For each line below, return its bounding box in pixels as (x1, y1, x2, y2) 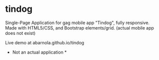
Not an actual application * (12, 49, 67, 55)
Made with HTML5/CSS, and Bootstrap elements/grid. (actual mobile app (5, 25, 155, 30)
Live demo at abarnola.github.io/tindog (5, 39, 84, 45)
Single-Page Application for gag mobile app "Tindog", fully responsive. (5, 20, 150, 26)
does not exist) (5, 30, 36, 36)
